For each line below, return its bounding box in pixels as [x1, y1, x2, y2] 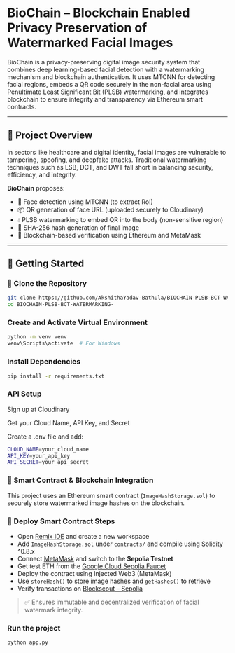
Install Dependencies [7, 357, 81, 366]
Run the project [7, 623, 61, 633]
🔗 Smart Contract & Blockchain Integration [7, 475, 154, 485]
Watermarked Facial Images [7, 35, 173, 50]
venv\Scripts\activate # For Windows [7, 340, 120, 348]
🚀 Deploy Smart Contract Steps [7, 516, 115, 526]
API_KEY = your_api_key [7, 452, 71, 460]
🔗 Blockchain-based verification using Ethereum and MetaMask [17, 231, 201, 239]
